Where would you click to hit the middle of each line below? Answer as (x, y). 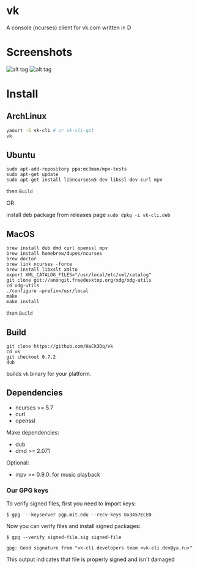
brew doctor (21, 259)
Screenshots (39, 52)
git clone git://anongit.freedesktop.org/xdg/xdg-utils (79, 281)
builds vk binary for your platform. (49, 374)
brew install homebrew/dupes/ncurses (54, 254)
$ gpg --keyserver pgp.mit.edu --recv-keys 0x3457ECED (79, 515)
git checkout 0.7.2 (31, 357)
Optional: (18, 463)
